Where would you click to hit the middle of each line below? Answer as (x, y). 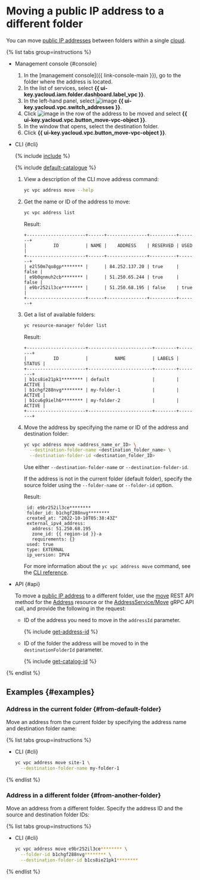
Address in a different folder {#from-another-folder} (84, 795)
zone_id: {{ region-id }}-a (67, 534)
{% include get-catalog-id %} (60, 662)
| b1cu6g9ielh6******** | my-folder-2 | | (101, 400)
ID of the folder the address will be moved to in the (86, 644)
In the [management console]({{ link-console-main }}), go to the (102, 75)
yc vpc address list (49, 212)
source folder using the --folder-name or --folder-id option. (99, 485)
